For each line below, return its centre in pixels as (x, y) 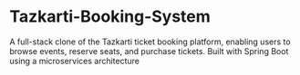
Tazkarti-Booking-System (110, 17)
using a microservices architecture (74, 61)
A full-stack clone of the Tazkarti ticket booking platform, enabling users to (150, 42)
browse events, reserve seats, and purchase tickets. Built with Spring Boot (149, 51)
